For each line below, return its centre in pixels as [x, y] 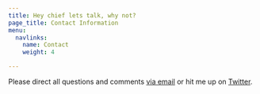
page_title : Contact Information [63, 23]
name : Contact [46, 45]
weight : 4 [39, 52]
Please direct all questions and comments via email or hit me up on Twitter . [130, 81]
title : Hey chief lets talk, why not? [72, 15]
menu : [17, 30]
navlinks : [31, 38]
